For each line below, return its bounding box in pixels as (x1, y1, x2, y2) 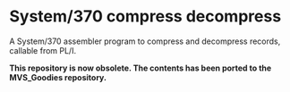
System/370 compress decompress (9, 6, 282, 27)
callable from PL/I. (9, 45, 77, 55)
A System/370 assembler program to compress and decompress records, (9, 36, 281, 46)
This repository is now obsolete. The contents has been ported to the (9, 63, 272, 73)
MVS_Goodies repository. (9, 71, 107, 82)
